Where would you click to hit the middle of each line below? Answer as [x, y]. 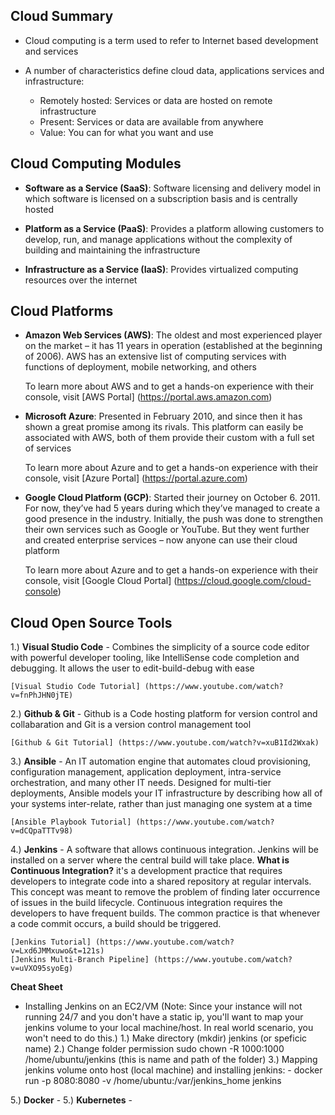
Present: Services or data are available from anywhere [151, 121]
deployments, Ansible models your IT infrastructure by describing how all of [166, 793]
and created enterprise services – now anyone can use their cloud [161, 540]
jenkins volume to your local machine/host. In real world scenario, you [169, 1028]
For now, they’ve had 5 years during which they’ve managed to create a [172, 508]
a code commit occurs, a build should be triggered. [116, 924]
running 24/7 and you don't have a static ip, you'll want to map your [164, 1017]
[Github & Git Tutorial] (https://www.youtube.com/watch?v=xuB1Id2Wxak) [165, 743]
